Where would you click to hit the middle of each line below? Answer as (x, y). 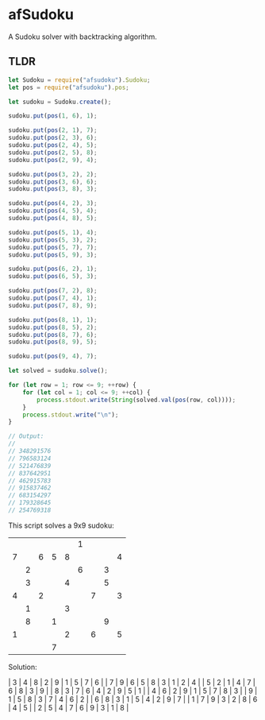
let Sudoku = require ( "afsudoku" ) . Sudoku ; (79, 80)
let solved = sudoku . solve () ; (58, 371)
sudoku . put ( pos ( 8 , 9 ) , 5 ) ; (53, 342)
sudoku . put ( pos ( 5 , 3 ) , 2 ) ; (53, 240)
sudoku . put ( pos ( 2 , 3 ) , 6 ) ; (53, 138)
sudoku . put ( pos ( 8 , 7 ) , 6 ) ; (53, 335)
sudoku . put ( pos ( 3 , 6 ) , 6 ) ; (53, 182)
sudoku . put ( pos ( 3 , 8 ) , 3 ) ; (53, 189)
